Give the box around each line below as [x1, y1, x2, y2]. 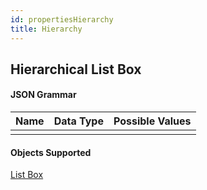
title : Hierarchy [10, 24, 83, 34]
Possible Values [113, 114, 192, 128]
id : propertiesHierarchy [10, 14, 114, 25]
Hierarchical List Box [10, 61, 142, 78]
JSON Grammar [10, 89, 77, 101]
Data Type [53, 114, 104, 128]
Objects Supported [10, 146, 92, 158]
